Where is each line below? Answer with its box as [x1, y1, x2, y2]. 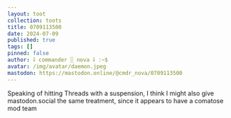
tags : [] [7, 43, 33, 50]
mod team [7, 104, 38, 112]
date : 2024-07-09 [7, 30, 59, 37]
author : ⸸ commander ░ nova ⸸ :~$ [7, 57, 108, 64]
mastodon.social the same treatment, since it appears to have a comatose [7, 96, 224, 105]
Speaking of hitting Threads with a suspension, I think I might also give [7, 89, 215, 98]
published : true [7, 37, 55, 44]
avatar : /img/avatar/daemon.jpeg [7, 63, 107, 70]
